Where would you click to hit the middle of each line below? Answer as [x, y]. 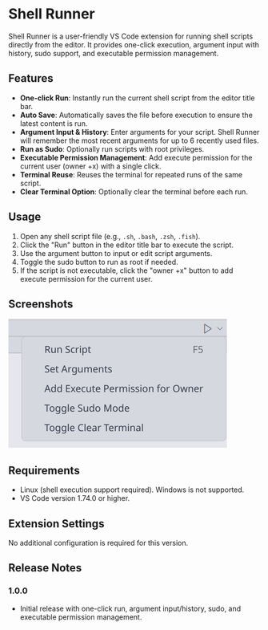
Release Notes [45, 568]
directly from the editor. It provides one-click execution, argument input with [134, 44]
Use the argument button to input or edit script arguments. [116, 253]
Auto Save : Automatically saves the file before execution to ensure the [136, 115]
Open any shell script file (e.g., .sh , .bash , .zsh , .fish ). [110, 236]
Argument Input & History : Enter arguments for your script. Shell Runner [140, 132]
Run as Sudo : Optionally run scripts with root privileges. [112, 148]
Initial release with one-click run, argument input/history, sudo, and [130, 608]
